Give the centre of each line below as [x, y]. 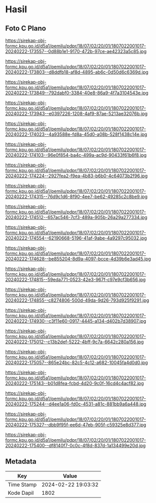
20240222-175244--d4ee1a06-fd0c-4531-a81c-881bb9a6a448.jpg [76, 404]
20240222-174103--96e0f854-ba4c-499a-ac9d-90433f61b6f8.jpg [76, 155]
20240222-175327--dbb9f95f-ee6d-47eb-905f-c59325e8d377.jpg [76, 425]
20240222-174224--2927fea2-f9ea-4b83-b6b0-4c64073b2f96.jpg [76, 176]
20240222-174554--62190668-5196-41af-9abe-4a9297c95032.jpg [76, 238]
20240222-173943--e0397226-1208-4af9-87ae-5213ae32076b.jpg [76, 114]
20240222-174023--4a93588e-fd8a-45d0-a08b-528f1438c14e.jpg [76, 134]
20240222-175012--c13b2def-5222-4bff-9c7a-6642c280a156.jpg [74, 342]
